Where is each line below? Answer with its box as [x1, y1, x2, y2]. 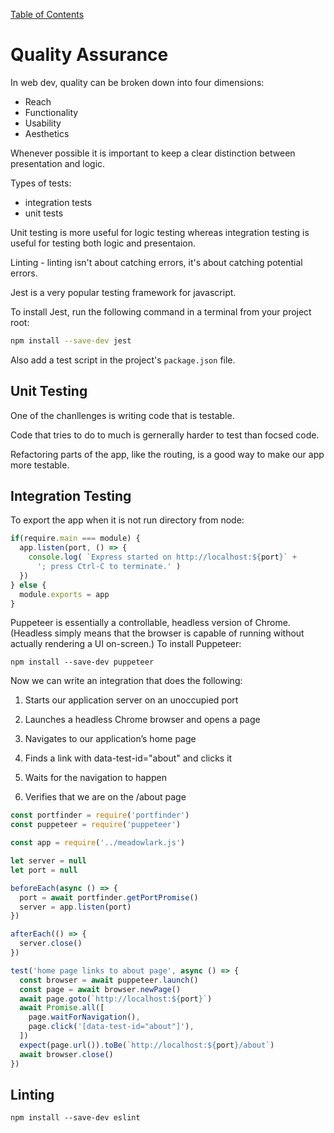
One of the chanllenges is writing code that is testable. [10, 409, 235, 421]
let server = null [10, 856, 87, 866]
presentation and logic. [10, 157, 106, 169]
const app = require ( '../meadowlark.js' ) [10, 838, 186, 848]
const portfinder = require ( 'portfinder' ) [10, 810, 190, 821]
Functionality [24, 106, 79, 118]
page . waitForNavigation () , [28, 1012, 141, 1023]
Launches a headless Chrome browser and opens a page [24, 714, 261, 726]
